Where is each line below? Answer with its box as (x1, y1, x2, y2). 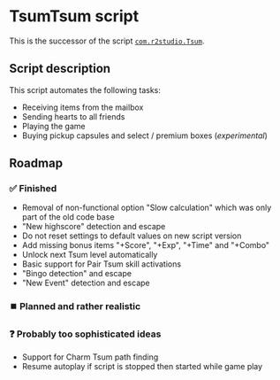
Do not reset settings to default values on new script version (21, 230, 242, 241)
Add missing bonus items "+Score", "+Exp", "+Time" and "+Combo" (21, 240, 270, 251)
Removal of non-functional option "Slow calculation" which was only (21, 202, 272, 213)
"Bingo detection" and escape (21, 268, 132, 279)
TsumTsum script (9, 6, 140, 27)
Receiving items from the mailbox (21, 102, 144, 112)
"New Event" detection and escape (21, 277, 150, 289)
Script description (9, 61, 111, 76)
